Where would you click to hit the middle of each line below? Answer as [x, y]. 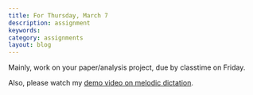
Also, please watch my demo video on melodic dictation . [101, 83]
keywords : [25, 30]
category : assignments [46, 38]
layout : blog [30, 45]
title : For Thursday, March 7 [58, 15]
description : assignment [49, 23]
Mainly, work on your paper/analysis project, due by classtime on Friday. [127, 67]
